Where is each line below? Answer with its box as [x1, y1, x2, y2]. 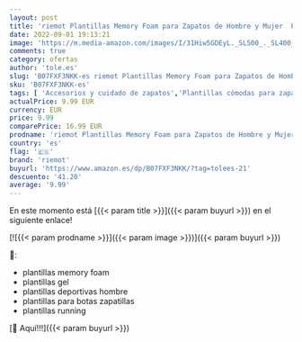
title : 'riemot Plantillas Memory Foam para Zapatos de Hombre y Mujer [9, 22, 283, 31]
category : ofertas [9, 55, 78, 64]
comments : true [9, 47, 67, 56]
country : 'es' [9, 139, 63, 148]
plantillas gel [22, 276, 69, 288]
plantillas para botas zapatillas [22, 296, 135, 307]
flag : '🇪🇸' [9, 147, 54, 156]
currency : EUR [9, 105, 63, 114]
